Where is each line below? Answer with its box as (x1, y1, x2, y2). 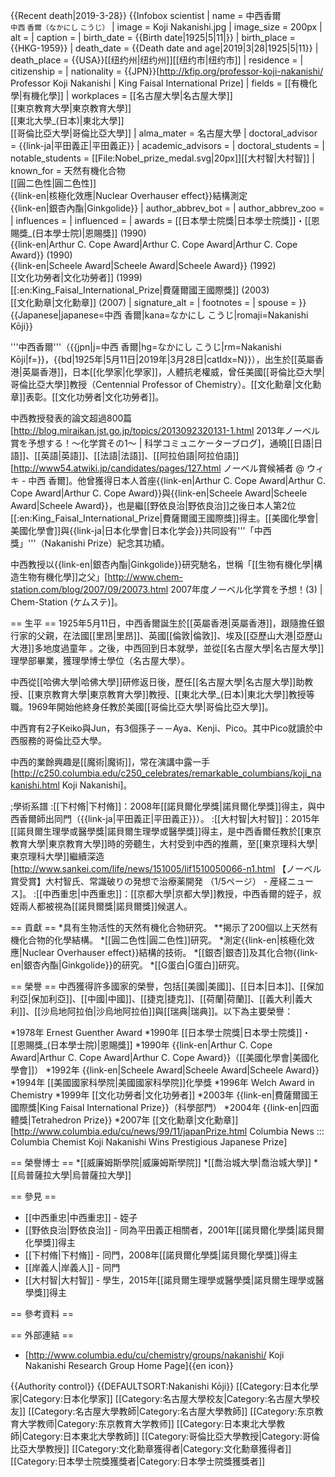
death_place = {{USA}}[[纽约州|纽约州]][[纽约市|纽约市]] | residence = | (10, 54, 304, 66)
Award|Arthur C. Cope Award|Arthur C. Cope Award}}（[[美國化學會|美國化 (10, 1052, 319, 1063)
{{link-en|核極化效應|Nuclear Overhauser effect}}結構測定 (10, 190, 248, 201)
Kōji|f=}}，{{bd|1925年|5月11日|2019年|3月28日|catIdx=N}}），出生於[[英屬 (10, 354, 315, 365)
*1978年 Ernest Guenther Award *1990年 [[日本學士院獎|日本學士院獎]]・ (10, 1027, 312, 1038)
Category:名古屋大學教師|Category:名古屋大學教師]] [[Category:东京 (34, 1405, 315, 1417)
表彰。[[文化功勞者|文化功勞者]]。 (25, 391, 165, 403)
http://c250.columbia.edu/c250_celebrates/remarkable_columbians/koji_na (13, 767, 322, 779)
